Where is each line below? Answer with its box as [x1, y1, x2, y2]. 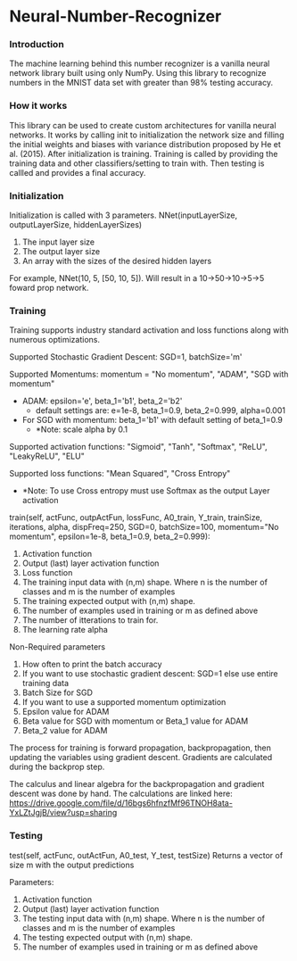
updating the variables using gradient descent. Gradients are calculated [9, 752, 273, 763]
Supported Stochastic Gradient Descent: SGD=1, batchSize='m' [9, 352, 243, 362]
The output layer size [21, 246, 101, 257]
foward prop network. [9, 283, 89, 294]
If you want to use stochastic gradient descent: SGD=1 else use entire [21, 668, 278, 679]
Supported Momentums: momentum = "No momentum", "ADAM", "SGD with [9, 369, 289, 380]
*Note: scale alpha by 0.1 [35, 424, 128, 435]
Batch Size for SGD [21, 687, 94, 698]
